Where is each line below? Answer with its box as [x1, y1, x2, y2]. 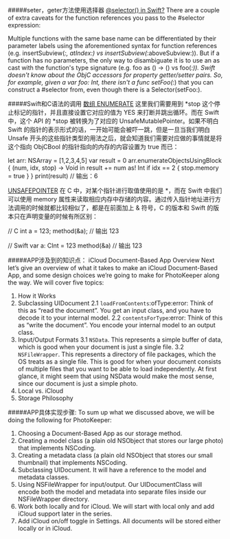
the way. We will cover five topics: [8, 278, 104, 287]
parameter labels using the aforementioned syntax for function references [8, 42, 218, 49]
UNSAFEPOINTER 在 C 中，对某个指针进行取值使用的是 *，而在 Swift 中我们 [8, 186, 222, 195]
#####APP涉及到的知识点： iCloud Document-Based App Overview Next [8, 256, 215, 264]
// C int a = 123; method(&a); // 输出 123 [8, 227, 119, 235]
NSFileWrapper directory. [17, 495, 90, 503]
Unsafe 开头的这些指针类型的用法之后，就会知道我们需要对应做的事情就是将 [8, 134, 222, 142]
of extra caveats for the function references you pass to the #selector [8, 14, 205, 22]
